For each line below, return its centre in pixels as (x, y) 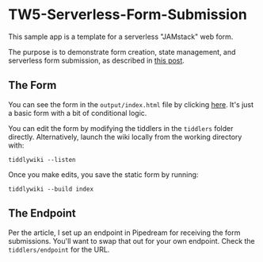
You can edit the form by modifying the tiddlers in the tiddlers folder (121, 128)
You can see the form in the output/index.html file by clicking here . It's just (131, 104)
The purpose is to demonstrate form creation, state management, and (122, 52)
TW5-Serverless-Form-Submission (128, 15)
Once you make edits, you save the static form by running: (103, 174)
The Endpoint (42, 213)
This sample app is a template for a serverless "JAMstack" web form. (121, 37)
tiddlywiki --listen (42, 160)
